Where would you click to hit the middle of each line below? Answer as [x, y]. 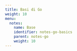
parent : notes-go [31, 37]
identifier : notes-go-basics [43, 32]
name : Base [25, 28]
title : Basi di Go [23, 9]
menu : [10, 18]
